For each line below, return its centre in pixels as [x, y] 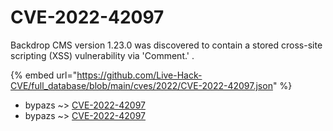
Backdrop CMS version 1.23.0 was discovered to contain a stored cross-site [166, 45]
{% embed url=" [44, 75]
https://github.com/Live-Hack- [139, 75]
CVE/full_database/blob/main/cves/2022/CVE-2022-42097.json [141, 85]
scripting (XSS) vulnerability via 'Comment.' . [102, 55]
